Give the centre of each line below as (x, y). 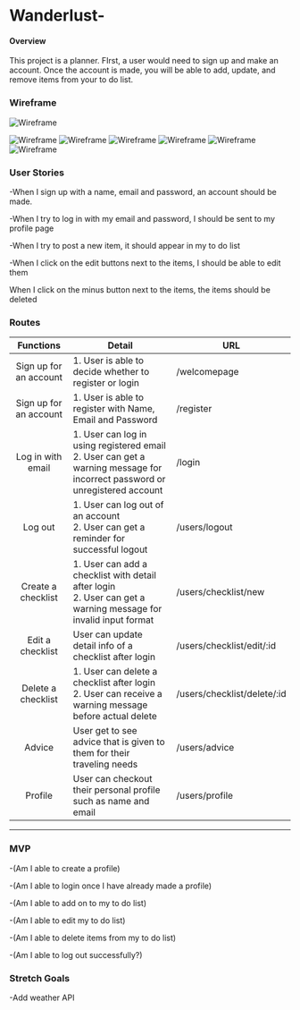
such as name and (111, 802)
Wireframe (33, 103)
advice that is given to (119, 742)
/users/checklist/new (221, 592)
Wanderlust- (57, 16)
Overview (28, 40)
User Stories (37, 173)
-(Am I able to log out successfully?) (76, 955)
